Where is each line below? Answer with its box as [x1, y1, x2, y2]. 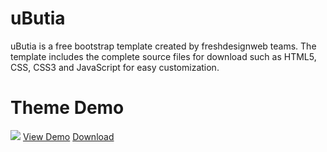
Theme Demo [10, 97, 125, 119]
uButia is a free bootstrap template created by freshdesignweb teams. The [10, 40, 317, 52]
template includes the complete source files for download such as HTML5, [10, 50, 317, 62]
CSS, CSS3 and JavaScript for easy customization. [10, 61, 220, 73]
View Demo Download [22, 130, 115, 142]
